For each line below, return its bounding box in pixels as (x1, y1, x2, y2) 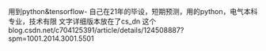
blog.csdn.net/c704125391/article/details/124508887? (8, 26, 184, 35)
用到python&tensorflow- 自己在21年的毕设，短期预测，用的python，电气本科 (8, 7, 258, 16)
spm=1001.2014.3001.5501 (8, 34, 94, 43)
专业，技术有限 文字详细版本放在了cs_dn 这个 (8, 16, 157, 26)
